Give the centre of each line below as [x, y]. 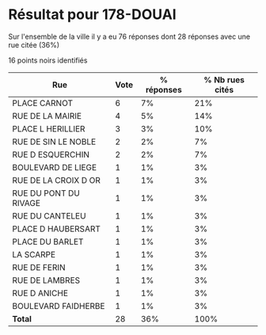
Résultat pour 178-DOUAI [92, 15]
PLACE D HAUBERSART [57, 229]
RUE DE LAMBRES [46, 280]
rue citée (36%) [34, 44]
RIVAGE [27, 203]
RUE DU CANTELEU [49, 215]
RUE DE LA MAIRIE [47, 116]
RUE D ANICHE [40, 293]
